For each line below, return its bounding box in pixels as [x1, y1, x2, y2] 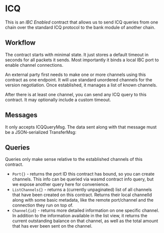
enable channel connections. [5, 62, 64, 68]
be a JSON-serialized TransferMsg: [5, 129, 77, 135]
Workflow [5, 39, 36, 47]
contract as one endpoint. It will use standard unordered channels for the [5, 77, 153, 82]
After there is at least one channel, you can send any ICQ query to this [5, 91, 147, 97]
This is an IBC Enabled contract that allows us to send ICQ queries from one [5, 19, 158, 25]
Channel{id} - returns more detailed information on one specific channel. [12, 207, 160, 213]
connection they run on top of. [12, 202, 73, 208]
